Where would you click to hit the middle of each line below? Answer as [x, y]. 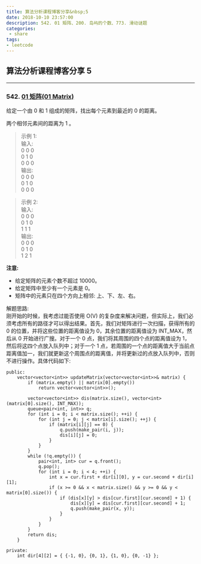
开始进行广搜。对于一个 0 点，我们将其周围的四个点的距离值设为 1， [106, 338]
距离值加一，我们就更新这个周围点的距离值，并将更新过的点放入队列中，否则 [100, 353]
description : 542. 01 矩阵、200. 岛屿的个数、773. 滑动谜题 [77, 23]
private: [17, 550]
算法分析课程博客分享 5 [49, 71]
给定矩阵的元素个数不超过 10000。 [57, 281]
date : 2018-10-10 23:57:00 [40, 17]
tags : [13, 40]
